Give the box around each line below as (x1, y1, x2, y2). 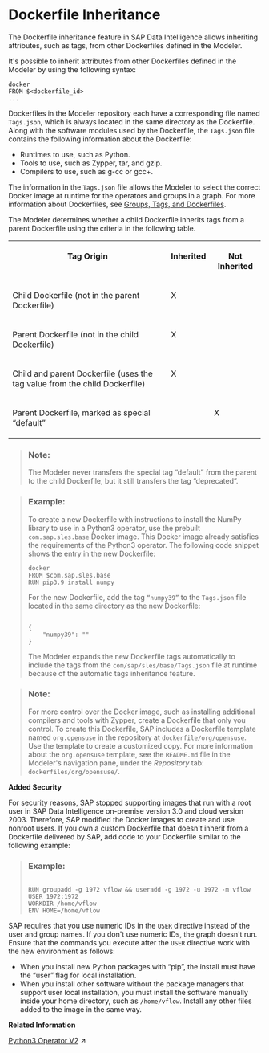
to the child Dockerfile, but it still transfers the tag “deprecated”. (27, 476, 239, 486)
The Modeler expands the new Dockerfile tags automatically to (27, 651, 236, 661)
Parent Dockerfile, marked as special (12, 407, 151, 418)
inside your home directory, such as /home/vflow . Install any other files (19, 996, 252, 1006)
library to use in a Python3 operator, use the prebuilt (27, 523, 201, 533)
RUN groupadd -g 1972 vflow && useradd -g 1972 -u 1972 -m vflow (27, 886, 251, 894)
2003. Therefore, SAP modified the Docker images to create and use (8, 814, 235, 824)
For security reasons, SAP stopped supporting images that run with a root (8, 798, 251, 807)
